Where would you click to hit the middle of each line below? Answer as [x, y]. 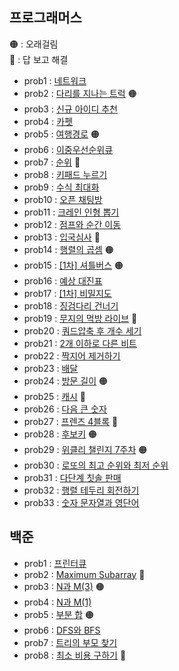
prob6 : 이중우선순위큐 [68, 149]
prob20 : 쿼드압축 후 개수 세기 [82, 330]
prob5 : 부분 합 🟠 [59, 614]
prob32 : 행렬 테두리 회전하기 [81, 490]
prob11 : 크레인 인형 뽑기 [71, 212]
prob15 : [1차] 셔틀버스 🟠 [73, 265]
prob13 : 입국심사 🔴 [62, 237]
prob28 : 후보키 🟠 [60, 434]
